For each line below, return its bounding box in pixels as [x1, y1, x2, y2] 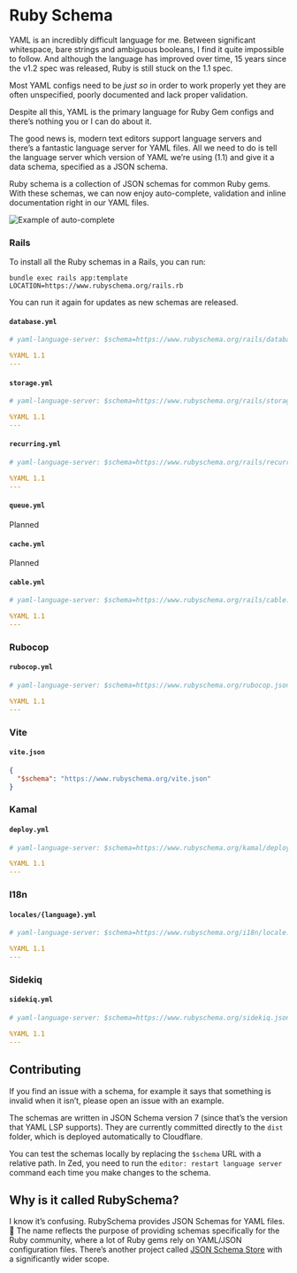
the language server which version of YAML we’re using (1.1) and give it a [9, 151, 275, 162]
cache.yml [9, 539, 46, 549]
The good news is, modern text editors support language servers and [9, 133, 263, 143]
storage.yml [9, 378, 53, 388]
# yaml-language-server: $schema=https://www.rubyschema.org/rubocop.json [9, 681, 291, 691]
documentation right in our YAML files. [9, 197, 149, 208]
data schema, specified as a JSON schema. [9, 161, 168, 172]
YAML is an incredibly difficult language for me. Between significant [9, 35, 256, 45]
